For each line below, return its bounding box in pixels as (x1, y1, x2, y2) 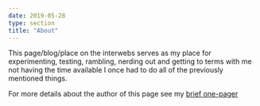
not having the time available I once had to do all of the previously (8, 65, 224, 75)
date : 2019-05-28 (8, 11, 66, 20)
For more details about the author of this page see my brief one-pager (8, 89, 239, 99)
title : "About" (8, 26, 59, 34)
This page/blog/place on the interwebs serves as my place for (8, 49, 212, 58)
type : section (8, 19, 56, 27)
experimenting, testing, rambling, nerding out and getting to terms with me (8, 57, 252, 66)
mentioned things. (8, 73, 68, 84)
